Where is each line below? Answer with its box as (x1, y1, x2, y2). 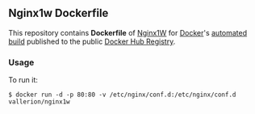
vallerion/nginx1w (8, 98, 70, 106)
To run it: (8, 75, 39, 85)
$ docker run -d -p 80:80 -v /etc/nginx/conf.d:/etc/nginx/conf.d (8, 91, 236, 99)
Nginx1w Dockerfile (8, 6, 109, 20)
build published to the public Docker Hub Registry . (8, 36, 176, 46)
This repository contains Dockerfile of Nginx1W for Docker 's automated (8, 27, 248, 37)
